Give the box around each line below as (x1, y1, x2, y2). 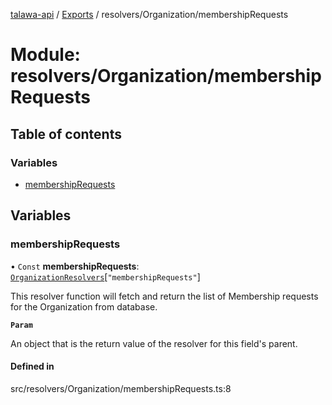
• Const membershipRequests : (10, 260, 140, 272)
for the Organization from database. (10, 300, 158, 313)
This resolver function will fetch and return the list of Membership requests (10, 290, 319, 302)
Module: (10, 44, 81, 66)
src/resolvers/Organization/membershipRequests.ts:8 (10, 382, 232, 394)
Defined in (10, 360, 55, 373)
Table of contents (10, 125, 122, 143)
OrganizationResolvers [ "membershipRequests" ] (10, 270, 201, 283)
